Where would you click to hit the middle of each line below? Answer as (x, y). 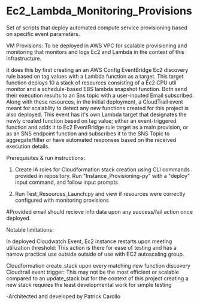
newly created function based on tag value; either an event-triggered (91, 120)
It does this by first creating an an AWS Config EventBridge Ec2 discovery (97, 69)
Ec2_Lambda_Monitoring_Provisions (99, 11)
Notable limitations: (30, 229)
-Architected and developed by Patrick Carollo (63, 296)
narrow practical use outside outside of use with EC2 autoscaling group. (95, 254)
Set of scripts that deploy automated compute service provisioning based (97, 28)
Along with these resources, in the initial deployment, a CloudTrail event (95, 102)
